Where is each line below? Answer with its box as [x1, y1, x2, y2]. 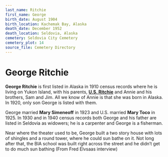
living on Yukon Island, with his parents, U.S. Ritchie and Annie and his [5, 89, 152, 95]
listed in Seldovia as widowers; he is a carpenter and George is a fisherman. [5, 120, 163, 126]
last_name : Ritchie [5, 7, 46, 13]
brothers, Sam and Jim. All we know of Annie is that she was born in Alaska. [5, 94, 163, 100]
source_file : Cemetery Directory [5, 45, 76, 50]
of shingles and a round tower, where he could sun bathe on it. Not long [5, 135, 154, 141]
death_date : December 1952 [5, 26, 62, 31]
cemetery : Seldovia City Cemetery [5, 36, 78, 41]
